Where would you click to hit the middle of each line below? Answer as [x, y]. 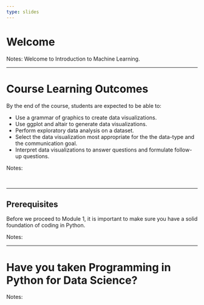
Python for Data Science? [72, 280]
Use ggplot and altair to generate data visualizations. [81, 124]
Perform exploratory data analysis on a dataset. [75, 130]
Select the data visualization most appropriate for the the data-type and [105, 136]
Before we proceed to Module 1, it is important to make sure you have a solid [102, 219]
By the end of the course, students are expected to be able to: [84, 106]
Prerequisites [32, 204]
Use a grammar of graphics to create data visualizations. [86, 117]
